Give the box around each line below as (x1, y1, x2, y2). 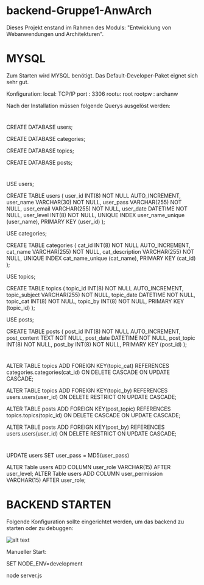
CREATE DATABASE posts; (6, 159, 73, 167)
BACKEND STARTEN (6, 498, 111, 511)
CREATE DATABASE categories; (6, 135, 86, 143)
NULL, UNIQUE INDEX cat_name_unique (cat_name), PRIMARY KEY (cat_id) (6, 254, 196, 262)
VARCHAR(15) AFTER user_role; (6, 476, 86, 484)
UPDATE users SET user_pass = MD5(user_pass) (6, 451, 130, 459)
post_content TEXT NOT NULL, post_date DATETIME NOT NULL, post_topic (6, 334, 195, 342)
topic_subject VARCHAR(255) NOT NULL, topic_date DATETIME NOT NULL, (6, 291, 196, 299)
